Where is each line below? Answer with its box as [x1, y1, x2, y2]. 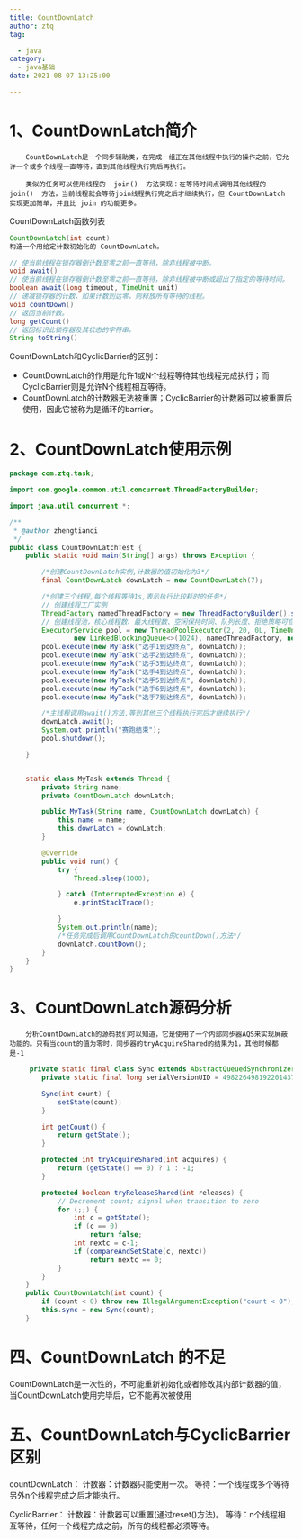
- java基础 [17, 63, 56, 72]
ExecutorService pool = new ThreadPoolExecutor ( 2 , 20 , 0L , [41, 625, 268, 634]
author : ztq [9, 22, 54, 31]
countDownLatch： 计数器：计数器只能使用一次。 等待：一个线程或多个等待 [9, 1478, 289, 1489]
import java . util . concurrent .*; [9, 501, 130, 510]
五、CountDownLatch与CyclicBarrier [9, 1424, 291, 1444]
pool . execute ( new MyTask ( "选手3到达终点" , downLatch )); [41, 659, 247, 668]
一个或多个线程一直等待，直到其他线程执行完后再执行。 [15, 162, 191, 171]
